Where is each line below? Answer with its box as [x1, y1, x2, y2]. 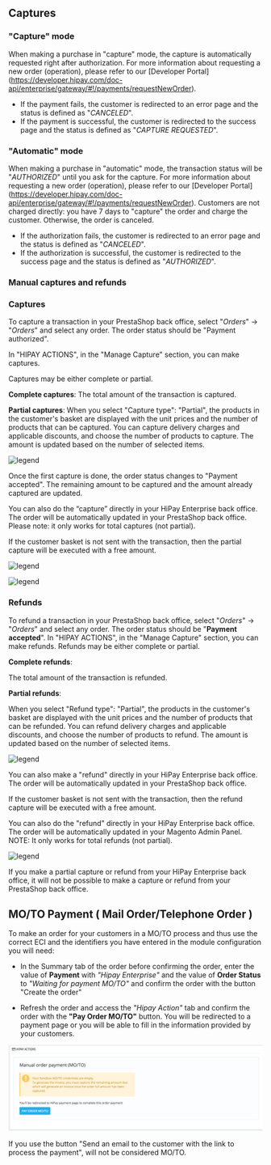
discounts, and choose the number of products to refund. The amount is [8, 730, 248, 739]
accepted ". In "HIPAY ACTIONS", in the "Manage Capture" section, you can [8, 633, 259, 642]
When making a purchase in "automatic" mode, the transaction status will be [8, 163, 263, 173]
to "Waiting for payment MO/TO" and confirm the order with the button [19, 979, 256, 989]
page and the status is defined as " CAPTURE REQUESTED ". [19, 125, 219, 134]
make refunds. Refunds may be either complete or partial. [8, 641, 200, 650]
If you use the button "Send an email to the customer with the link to [8, 1139, 235, 1149]
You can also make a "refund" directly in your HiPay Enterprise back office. [8, 769, 258, 779]
